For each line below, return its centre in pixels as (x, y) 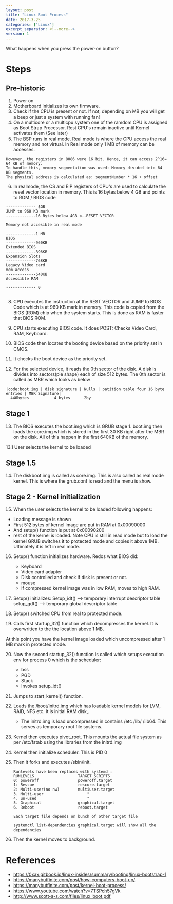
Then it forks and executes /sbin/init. (52, 762)
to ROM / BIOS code (34, 197)
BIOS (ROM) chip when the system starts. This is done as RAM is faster (89, 313)
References (31, 860)
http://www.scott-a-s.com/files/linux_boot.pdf (62, 896)
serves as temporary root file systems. (62, 727)
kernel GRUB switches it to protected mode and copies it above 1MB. (86, 541)
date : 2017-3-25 (23, 20)
